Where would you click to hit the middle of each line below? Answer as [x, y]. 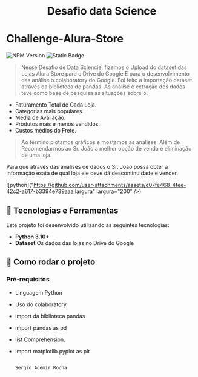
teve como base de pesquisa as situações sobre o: [84, 93]
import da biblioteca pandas [50, 316]
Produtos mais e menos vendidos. [57, 124]
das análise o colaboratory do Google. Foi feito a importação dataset [107, 80]
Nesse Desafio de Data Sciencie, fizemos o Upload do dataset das [104, 67]
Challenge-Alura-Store [65, 39]
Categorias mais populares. [49, 111]
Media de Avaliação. [40, 118]
